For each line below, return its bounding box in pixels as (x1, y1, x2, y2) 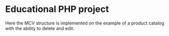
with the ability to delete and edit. (5, 25, 75, 31)
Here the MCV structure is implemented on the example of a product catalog (5, 20, 164, 26)
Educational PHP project (5, 3, 109, 15)
